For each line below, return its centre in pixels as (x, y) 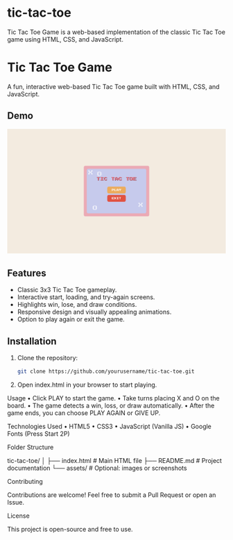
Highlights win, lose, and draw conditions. (77, 305)
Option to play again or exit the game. (71, 319)
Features (27, 273)
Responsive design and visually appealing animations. (94, 312)
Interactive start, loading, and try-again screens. (86, 297)
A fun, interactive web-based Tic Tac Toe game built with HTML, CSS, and (113, 86)
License (18, 516)
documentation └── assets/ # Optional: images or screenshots (97, 468)
